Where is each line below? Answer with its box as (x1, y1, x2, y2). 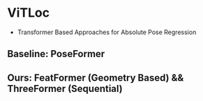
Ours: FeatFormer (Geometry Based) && (7, 72, 184, 84)
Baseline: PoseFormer (7, 48, 105, 60)
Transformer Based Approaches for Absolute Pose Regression (17, 28, 197, 36)
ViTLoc (7, 5, 50, 21)
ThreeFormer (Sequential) (7, 82, 123, 95)
